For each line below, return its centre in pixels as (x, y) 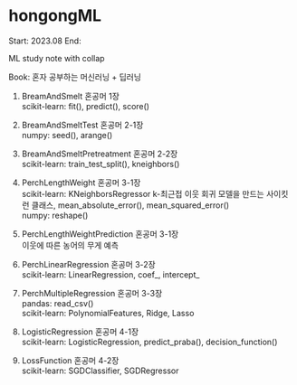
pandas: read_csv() (57, 303)
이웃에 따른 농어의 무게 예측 (70, 245)
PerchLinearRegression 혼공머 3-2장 (88, 264)
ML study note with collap (57, 58)
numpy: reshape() (55, 215)
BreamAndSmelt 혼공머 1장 (70, 96)
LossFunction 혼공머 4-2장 (70, 360)
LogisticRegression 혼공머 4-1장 (80, 332)
